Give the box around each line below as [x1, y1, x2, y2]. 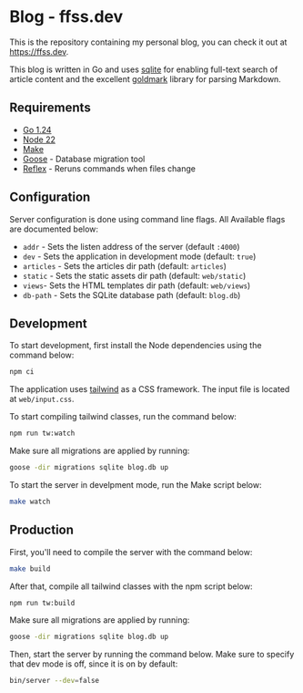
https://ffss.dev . [9, 46, 69, 57]
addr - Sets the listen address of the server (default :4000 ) [22, 241, 240, 252]
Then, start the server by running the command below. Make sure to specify [9, 649, 295, 660]
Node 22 [22, 134, 56, 145]
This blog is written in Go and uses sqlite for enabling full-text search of [9, 64, 278, 75]
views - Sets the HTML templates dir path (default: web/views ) [22, 280, 251, 291]
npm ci [9, 367, 35, 377]
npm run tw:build [9, 598, 76, 607]
